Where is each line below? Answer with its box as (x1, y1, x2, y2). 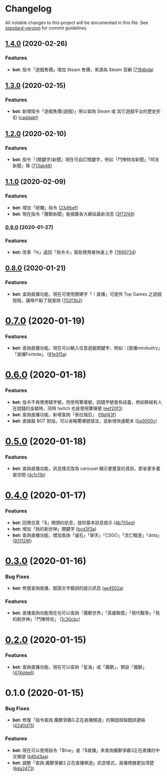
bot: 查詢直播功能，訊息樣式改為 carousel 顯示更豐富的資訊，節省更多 (12, 465, 156, 471)
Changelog (5, 3, 52, 15)
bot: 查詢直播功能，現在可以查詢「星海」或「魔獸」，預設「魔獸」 (12, 664, 147, 670)
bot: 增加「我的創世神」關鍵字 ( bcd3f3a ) (12, 526, 97, 532)
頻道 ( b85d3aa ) (16, 753, 49, 759)
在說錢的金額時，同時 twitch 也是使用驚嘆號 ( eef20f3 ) (12, 405, 123, 411)
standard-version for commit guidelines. (5, 25, 88, 31)
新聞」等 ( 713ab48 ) (12, 163, 52, 168)
